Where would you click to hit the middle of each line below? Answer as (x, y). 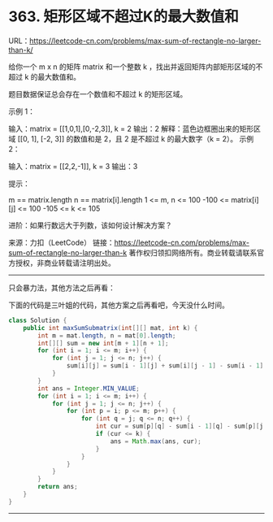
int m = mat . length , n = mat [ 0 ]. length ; (107, 335)
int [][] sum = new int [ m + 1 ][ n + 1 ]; (103, 343)
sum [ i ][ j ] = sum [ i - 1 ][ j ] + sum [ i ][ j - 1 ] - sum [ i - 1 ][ (167, 366)
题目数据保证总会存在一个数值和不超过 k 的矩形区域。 (98, 94)
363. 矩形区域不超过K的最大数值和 (124, 17)
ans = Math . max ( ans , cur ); (156, 441)
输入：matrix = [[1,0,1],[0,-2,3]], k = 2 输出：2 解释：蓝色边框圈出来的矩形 (131, 128)
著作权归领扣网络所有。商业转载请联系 (193, 252)
